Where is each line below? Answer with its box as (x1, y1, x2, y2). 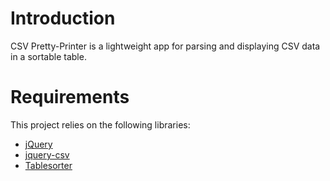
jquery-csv (24, 148, 70, 161)
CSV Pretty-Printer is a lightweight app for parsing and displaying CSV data (10, 40, 321, 52)
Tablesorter (24, 159, 73, 171)
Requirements (10, 86, 130, 109)
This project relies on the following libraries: (10, 118, 191, 131)
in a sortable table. (10, 50, 87, 62)
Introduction (10, 7, 116, 30)
